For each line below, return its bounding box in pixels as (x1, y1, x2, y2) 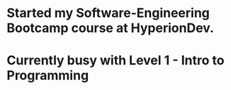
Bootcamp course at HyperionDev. (6, 20, 214, 36)
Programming (6, 67, 89, 84)
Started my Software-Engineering (6, 5, 210, 21)
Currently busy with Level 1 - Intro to (6, 52, 225, 69)
